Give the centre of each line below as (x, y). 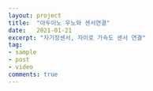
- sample (22, 52)
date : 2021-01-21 (40, 30)
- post (19, 60)
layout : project (35, 15)
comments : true (33, 74)
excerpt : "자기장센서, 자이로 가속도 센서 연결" (77, 38)
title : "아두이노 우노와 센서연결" (59, 23)
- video (21, 67)
